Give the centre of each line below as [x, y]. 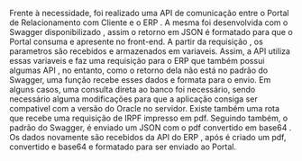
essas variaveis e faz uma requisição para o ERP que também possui [137, 61]
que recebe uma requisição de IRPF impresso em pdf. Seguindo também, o [149, 118]
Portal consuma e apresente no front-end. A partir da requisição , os [136, 41]
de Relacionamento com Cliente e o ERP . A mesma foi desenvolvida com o [149, 22]
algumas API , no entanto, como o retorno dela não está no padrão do [139, 70]
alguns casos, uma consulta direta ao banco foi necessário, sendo [133, 89]
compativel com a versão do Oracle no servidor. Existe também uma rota [145, 108]
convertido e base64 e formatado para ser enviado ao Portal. [123, 147]
